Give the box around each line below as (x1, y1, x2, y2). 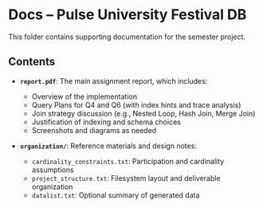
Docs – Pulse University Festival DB (8, 6, 247, 24)
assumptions (31, 165, 74, 175)
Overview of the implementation (31, 92, 138, 101)
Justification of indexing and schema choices (31, 117, 181, 127)
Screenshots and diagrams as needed (31, 125, 157, 135)
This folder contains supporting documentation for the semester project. (8, 32, 245, 41)
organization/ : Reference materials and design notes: (19, 141, 198, 151)
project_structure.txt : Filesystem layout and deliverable (31, 173, 221, 182)
